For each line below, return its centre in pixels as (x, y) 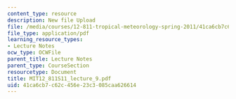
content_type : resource (42, 14)
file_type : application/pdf (48, 33)
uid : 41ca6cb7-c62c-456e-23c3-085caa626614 (72, 85)
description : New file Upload (52, 20)
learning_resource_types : (45, 40)
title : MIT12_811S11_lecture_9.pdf (59, 78)
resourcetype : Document (42, 72)
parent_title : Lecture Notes (50, 59)
